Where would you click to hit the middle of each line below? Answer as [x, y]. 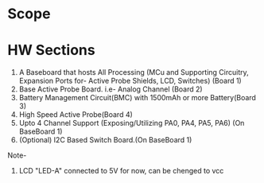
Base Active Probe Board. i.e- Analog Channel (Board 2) [111, 89]
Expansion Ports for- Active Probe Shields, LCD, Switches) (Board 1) [130, 81]
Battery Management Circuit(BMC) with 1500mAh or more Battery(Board [137, 98]
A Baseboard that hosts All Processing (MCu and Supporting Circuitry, [134, 72]
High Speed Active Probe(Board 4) [76, 115]
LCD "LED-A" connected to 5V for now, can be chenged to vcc [121, 171]
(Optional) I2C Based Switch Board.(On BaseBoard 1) [105, 140]
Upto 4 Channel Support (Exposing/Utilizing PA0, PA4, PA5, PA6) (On [132, 123]
